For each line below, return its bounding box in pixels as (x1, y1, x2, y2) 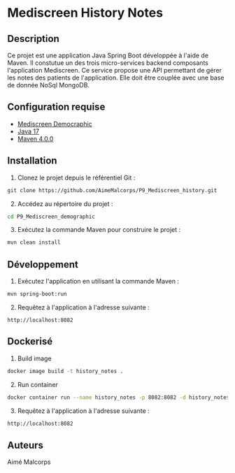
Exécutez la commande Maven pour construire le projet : (17, 226, 180, 234)
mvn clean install (7, 239, 61, 246)
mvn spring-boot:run (7, 291, 68, 298)
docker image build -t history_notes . (7, 368, 124, 374)
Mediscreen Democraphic (17, 119, 92, 128)
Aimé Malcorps (7, 458, 51, 466)
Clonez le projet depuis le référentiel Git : (17, 173, 136, 182)
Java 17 (17, 127, 40, 136)
